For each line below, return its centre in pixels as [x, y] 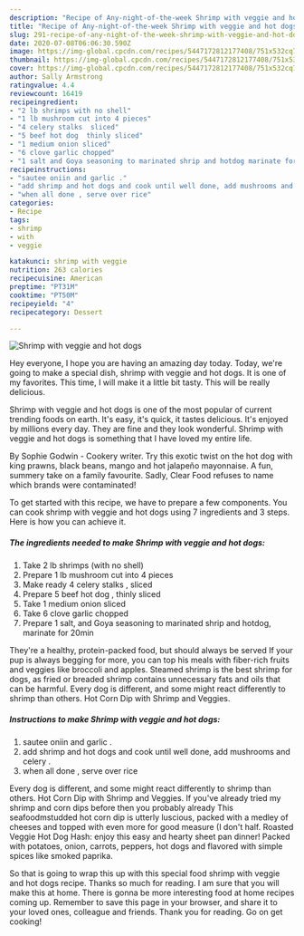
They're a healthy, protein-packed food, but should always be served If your [152, 651]
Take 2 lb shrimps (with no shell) [83, 565]
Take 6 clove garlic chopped [76, 613]
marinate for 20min [58, 633]
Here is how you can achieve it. [68, 522]
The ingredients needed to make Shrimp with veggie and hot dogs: [137, 542]
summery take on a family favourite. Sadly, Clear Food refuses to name [142, 476]
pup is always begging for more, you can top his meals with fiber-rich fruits [149, 660]
